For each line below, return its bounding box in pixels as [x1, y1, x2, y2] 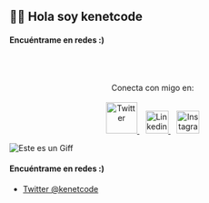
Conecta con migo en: [111, 82, 194, 93]
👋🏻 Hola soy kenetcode [9, 9, 144, 25]
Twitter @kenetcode [22, 183, 99, 194]
